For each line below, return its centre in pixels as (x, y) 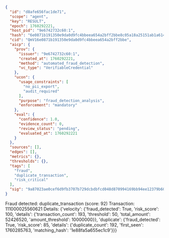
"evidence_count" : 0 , (41, 124)
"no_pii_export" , (41, 86)
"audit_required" (41, 91)
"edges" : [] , (23, 152)
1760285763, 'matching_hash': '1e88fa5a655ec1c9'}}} (61, 230)
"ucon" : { (25, 77)
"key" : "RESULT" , (28, 21)
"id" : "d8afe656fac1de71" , (38, 12)
